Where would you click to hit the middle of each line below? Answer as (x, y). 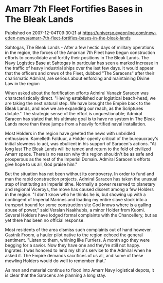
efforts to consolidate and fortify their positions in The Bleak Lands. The (77, 57)
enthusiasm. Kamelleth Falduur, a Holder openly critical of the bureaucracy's (82, 138)
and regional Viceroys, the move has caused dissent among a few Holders (80, 189)
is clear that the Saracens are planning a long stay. (56, 275)
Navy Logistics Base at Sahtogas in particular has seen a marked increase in (81, 63)
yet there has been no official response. (45, 220)
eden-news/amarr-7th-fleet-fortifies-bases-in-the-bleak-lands (68, 38)
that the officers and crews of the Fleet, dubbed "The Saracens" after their (80, 73)
